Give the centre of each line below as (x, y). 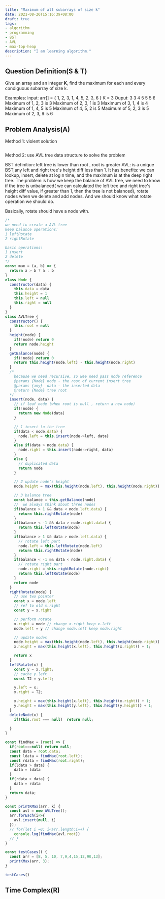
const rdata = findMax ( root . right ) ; (47, 760)
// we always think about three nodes (55, 504)
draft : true (17, 19)
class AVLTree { (22, 317)
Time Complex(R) (33, 890)
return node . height (34, 344)
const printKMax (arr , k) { (33, 806)
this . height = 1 (31, 294)
